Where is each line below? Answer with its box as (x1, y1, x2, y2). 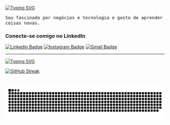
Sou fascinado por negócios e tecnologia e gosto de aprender (5, 15, 163, 20)
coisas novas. (5, 20, 40, 26)
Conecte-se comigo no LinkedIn (5, 32, 86, 39)
